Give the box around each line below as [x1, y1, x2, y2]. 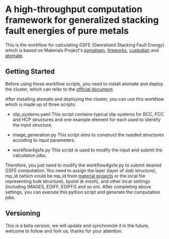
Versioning [5, 209, 40, 218]
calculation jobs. [12, 152, 47, 158]
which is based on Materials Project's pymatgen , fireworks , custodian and [5, 47, 159, 53]
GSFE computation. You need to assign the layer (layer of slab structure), [5, 167, 157, 173]
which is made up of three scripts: [5, 101, 76, 107]
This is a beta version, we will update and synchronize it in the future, [5, 222, 150, 228]
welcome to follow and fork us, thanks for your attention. [5, 228, 123, 234]
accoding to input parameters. [12, 137, 76, 143]
